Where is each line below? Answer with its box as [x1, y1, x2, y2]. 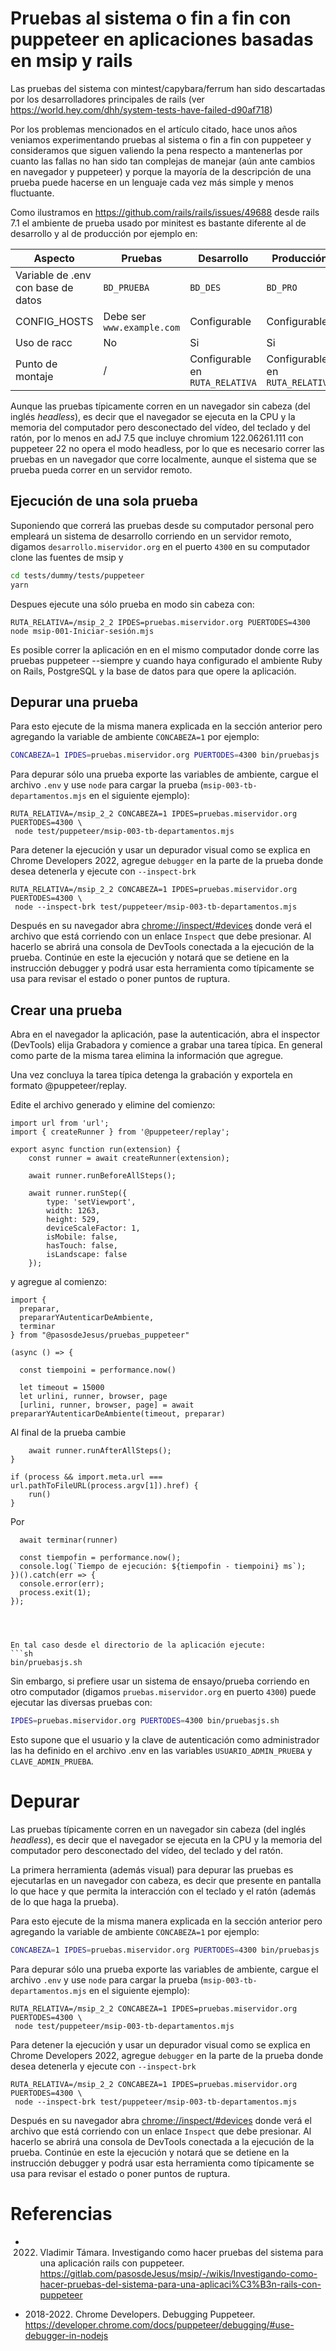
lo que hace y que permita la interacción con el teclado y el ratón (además [10, 1885, 317, 1897]
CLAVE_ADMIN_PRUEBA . [10, 1755, 94, 1767]
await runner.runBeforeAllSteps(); [28, 1171, 177, 1181]
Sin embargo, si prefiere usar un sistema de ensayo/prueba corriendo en [10, 1675, 310, 1687]
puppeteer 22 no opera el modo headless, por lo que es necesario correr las [10, 442, 325, 454]
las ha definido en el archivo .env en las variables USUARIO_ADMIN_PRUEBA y [10, 1744, 313, 1756]
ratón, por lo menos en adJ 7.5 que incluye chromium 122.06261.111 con [10, 432, 304, 444]
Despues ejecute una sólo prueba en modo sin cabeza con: [10, 598, 255, 610]
